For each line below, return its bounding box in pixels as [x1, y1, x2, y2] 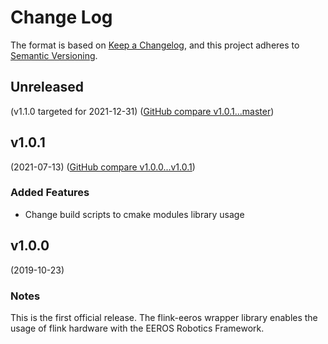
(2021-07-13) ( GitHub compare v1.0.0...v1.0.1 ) [10, 161, 196, 173]
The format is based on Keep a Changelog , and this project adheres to [10, 39, 300, 51]
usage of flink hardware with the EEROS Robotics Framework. [10, 322, 265, 334]
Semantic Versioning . [10, 49, 98, 61]
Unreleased [10, 79, 85, 96]
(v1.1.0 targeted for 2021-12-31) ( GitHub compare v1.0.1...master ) [10, 105, 275, 117]
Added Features [10, 186, 90, 200]
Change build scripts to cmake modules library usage [24, 208, 245, 220]
